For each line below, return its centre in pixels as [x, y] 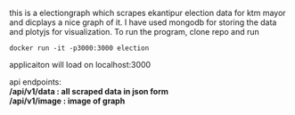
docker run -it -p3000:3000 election [79, 48]
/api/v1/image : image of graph [67, 101]
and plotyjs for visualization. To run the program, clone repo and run [135, 32]
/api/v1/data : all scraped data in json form [89, 91]
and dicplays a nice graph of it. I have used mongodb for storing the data [143, 22]
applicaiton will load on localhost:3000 [80, 65]
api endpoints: [36, 82]
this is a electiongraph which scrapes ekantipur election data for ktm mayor [148, 13]
